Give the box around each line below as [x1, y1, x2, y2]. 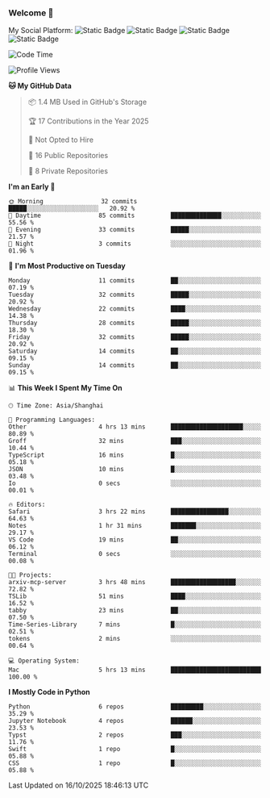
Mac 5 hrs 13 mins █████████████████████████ [8, 666, 262, 675]
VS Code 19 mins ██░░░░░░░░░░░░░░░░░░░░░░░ [8, 536, 262, 544]
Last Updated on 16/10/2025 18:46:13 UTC [8, 780, 149, 790]
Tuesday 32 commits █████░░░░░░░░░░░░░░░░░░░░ [8, 290, 262, 299]
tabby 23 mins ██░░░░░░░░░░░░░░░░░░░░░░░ [8, 607, 262, 615]
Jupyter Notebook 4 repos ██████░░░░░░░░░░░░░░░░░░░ [8, 717, 262, 725]
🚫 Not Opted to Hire [27, 135, 94, 144]
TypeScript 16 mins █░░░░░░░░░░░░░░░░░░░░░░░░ [8, 451, 262, 459]
